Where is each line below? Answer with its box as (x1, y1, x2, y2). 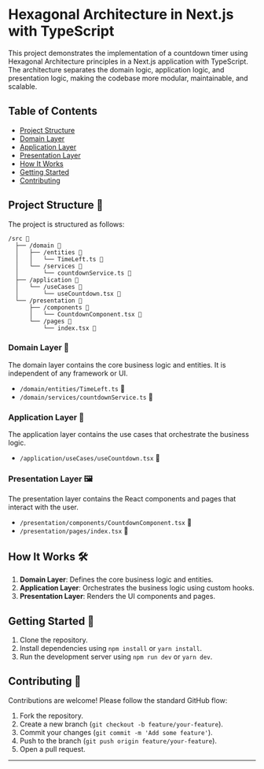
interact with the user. (8, 502, 79, 512)
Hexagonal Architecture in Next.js (8, 6, 234, 24)
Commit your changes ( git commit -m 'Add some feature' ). (19, 727, 214, 737)
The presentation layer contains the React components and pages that (8, 494, 236, 504)
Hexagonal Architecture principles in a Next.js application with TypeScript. (8, 57, 249, 66)
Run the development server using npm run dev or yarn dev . (19, 652, 213, 662)
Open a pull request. (19, 744, 86, 753)
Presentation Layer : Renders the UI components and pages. (19, 592, 216, 601)
